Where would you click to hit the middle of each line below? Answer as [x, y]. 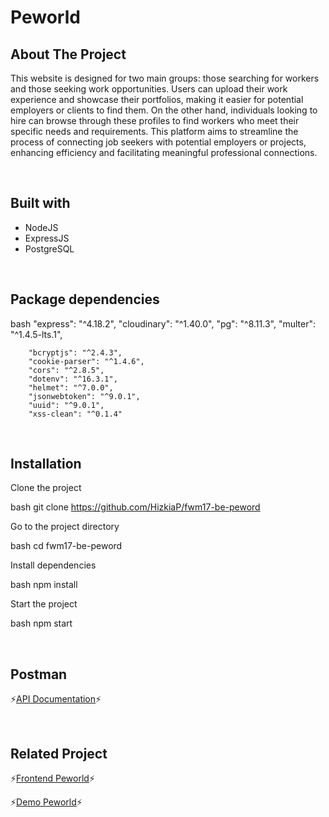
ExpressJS [47, 238]
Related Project [59, 753]
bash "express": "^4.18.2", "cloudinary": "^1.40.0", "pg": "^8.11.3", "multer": [163, 323]
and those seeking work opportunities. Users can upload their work [149, 89]
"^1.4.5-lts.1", [36, 334]
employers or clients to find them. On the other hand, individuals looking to [164, 110]
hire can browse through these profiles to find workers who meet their [155, 120]
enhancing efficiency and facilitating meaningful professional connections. [164, 152]
